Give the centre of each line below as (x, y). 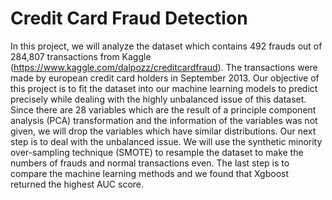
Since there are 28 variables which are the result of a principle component (163, 109)
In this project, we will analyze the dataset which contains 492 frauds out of (166, 46)
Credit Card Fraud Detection (129, 18)
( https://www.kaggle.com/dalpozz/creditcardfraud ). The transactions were (164, 67)
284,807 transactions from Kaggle (81, 56)
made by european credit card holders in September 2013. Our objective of (165, 78)
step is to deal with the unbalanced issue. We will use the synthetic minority (166, 141)
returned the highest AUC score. (77, 184)
